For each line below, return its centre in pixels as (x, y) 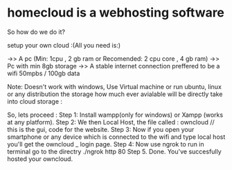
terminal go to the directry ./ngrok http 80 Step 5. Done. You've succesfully (114, 151)
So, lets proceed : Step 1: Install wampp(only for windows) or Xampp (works (115, 115)
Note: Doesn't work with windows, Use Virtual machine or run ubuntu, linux (114, 86)
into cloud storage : (35, 101)
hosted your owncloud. (40, 159)
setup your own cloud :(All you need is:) (64, 45)
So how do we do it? (36, 32)
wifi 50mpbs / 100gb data (44, 73)
